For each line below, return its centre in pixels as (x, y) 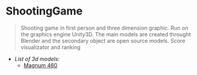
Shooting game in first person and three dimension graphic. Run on (104, 28)
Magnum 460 (40, 65)
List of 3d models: (37, 59)
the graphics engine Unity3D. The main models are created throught (106, 34)
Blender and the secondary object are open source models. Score (103, 41)
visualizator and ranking (50, 47)
